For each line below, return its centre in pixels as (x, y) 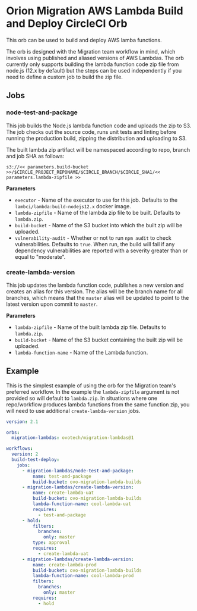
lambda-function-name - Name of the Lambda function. (81, 352)
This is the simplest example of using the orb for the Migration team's (91, 386)
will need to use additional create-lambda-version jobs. (73, 411)
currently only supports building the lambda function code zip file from (93, 64)
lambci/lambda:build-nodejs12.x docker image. (73, 206)
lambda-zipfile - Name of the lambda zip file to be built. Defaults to (98, 212)
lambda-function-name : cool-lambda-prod (83, 576)
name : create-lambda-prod (64, 565)
